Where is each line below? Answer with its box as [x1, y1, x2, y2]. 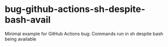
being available [5, 36, 37, 42]
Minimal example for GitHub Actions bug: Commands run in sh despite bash [5, 30, 163, 36]
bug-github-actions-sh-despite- [5, 3, 146, 15]
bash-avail [5, 14, 51, 25]
